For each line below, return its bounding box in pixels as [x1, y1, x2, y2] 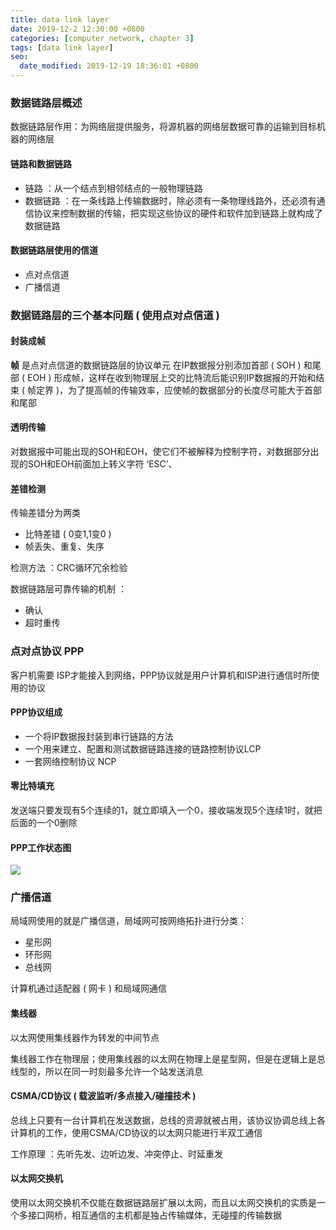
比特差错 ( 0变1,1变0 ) [24, 528, 112, 540]
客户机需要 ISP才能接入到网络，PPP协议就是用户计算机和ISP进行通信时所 [10, 669, 312, 681]
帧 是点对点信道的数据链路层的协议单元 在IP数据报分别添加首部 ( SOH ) [10, 359, 302, 371]
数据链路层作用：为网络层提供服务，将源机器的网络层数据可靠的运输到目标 [10, 121, 317, 133]
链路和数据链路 [10, 157, 72, 170]
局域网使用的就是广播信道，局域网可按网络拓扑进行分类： [10, 915, 247, 927]
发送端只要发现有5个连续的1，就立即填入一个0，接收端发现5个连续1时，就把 [10, 804, 323, 816]
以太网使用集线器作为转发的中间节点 [10, 1031, 160, 1043]
